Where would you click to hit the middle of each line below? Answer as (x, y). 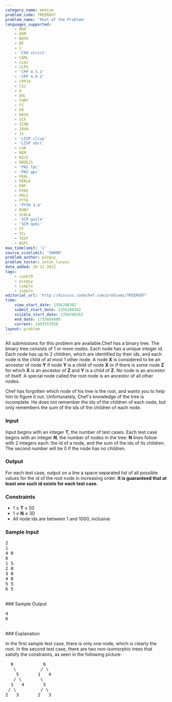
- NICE (21, 158)
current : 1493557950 (36, 324)
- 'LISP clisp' (31, 139)
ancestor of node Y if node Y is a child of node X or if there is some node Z (85, 365)
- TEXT (21, 238)
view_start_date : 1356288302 (46, 305)
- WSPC (21, 243)
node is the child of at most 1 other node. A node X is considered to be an (83, 360)
